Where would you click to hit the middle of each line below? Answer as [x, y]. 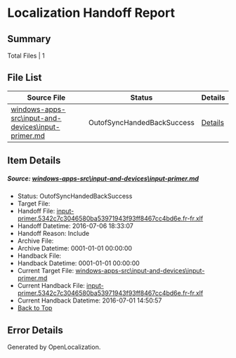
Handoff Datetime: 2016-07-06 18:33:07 [75, 226]
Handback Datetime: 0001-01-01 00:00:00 [79, 263]
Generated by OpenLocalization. [54, 347]
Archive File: [35, 241]
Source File [46, 98]
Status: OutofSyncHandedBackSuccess [75, 196]
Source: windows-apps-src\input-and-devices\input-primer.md [103, 178]
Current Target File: [46, 271]
